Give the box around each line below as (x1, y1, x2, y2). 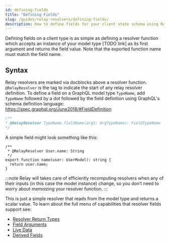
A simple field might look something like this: (5, 134, 98, 140)
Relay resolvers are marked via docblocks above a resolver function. (5, 79, 147, 86)
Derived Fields (12, 232, 43, 238)
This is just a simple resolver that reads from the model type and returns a (5, 195, 158, 202)
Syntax (5, 66, 28, 75)
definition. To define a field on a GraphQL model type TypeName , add (5, 90, 145, 96)
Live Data (12, 226, 33, 232)
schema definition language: (5, 101, 64, 107)
